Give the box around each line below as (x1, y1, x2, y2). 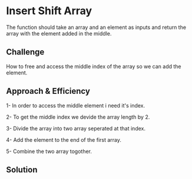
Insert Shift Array (6, 4, 92, 18)
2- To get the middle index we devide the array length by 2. (6, 113, 150, 121)
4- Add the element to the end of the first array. (6, 136, 122, 143)
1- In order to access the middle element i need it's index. (6, 102, 145, 109)
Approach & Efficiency (6, 86, 90, 96)
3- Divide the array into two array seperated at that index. (6, 125, 146, 132)
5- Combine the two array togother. (6, 148, 92, 155)
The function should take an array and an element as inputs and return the (6, 24, 187, 31)
